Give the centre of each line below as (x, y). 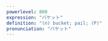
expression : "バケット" (34, 17)
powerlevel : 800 (27, 12)
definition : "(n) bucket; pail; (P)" (54, 23)
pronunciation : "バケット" (39, 29)
